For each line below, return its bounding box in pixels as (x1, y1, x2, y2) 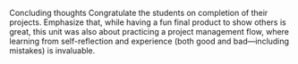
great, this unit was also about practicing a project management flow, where (9, 27, 289, 36)
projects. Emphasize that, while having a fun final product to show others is (9, 17, 286, 28)
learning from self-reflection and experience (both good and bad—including (9, 36, 289, 46)
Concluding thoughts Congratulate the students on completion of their (9, 8, 268, 18)
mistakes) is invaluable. (9, 45, 96, 56)
